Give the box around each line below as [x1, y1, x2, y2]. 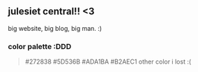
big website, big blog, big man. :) [8, 24, 102, 32]
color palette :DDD [8, 41, 72, 51]
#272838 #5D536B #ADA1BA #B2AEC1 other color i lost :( [24, 57, 192, 66]
